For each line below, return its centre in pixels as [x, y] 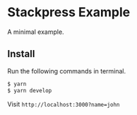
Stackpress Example [69, 12]
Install [21, 54]
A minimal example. [36, 32]
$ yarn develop [30, 90]
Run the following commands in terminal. [67, 71]
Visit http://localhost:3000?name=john [64, 104]
